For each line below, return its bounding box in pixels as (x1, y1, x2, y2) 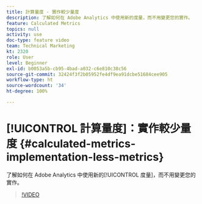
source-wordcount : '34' (6, 83, 67, 89)
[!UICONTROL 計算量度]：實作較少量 (6, 122, 191, 136)
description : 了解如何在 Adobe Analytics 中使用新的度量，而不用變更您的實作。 (6, 15, 193, 21)
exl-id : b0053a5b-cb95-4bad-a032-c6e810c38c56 (6, 65, 127, 72)
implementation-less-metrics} (6, 150, 164, 164)
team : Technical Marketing (6, 43, 75, 49)
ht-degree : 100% (6, 88, 48, 94)
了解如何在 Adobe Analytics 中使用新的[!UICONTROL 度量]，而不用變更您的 (6, 171, 197, 178)
